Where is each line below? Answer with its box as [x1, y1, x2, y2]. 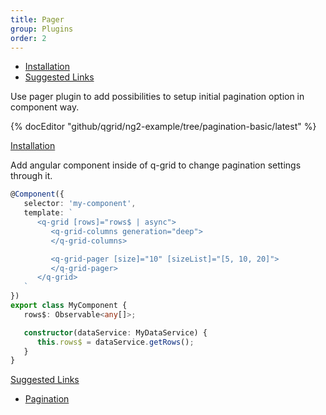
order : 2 [10, 33, 47, 43]
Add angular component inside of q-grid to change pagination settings [10, 159, 302, 171]
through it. [10, 170, 53, 182]
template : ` [23, 208, 74, 218]
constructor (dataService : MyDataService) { [23, 327, 208, 338]
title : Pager [10, 14, 65, 25]
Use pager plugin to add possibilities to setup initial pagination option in [10, 91, 305, 103]
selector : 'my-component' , [23, 199, 137, 209]
